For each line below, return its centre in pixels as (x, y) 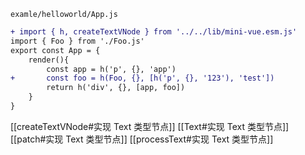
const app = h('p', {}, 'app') (111, 69)
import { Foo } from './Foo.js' (77, 41)
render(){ (49, 60)
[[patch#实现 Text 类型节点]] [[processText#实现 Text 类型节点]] (142, 139)
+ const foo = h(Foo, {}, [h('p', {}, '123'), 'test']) (142, 78)
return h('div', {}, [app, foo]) (116, 88)
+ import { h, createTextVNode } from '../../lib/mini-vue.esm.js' (154, 32)
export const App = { (55, 50)
